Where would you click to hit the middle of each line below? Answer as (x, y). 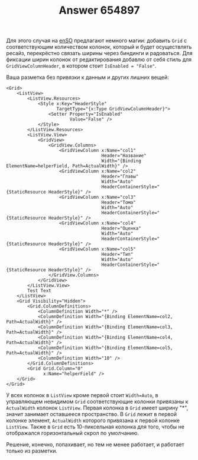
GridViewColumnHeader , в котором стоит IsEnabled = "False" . (81, 66)
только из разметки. (32, 451)
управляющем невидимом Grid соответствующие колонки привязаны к (97, 402)
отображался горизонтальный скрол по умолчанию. (73, 433)
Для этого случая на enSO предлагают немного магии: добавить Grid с (97, 41)
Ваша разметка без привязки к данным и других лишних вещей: (88, 77)
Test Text (39, 291)
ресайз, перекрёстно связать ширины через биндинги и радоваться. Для (99, 53)
